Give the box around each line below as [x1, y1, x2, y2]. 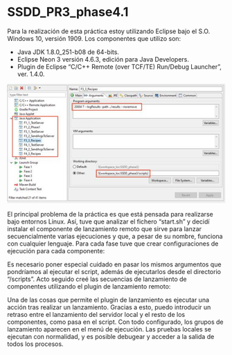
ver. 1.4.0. [17, 70, 45, 78]
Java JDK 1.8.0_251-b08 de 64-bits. [17, 48, 120, 56]
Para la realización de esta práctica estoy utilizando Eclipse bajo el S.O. [7, 27, 211, 35]
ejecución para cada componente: [7, 247, 105, 255]
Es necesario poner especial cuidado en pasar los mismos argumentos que [7, 260, 222, 268]
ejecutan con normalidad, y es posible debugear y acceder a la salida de [7, 333, 215, 341]
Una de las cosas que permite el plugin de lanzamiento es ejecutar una [7, 295, 210, 304]
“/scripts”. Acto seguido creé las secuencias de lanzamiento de [7, 275, 187, 284]
